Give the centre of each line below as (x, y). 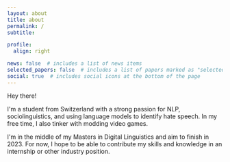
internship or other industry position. (59, 151)
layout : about (27, 13)
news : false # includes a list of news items (75, 64)
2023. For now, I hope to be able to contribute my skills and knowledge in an (115, 144)
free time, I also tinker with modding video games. (78, 123)
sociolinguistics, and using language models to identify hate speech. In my (112, 116)
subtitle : (21, 32)
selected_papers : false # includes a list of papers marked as (101, 70)
